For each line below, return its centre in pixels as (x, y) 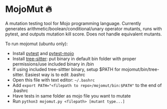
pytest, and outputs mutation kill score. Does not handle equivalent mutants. (84, 34)
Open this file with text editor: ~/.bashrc (53, 80)
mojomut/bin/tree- (140, 69)
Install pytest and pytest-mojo (43, 53)
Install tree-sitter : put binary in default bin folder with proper (74, 58)
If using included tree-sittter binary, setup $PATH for (66, 69)
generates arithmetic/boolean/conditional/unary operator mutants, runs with (83, 28)
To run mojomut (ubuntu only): (36, 43)
